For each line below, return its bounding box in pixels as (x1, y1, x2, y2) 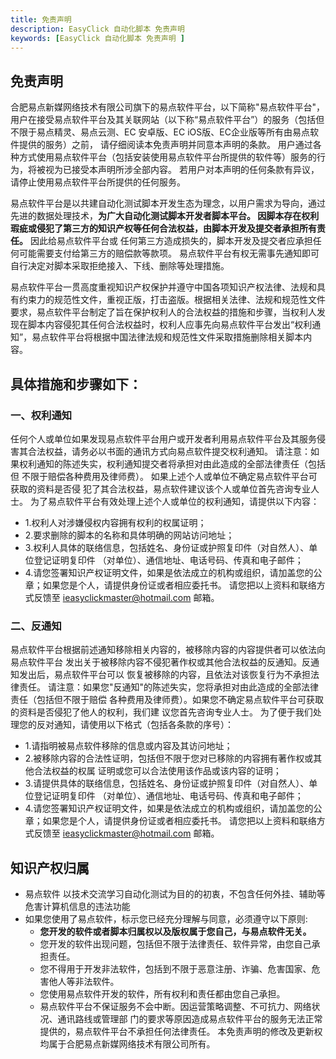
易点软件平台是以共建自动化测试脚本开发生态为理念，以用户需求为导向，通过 (10, 197, 326, 210)
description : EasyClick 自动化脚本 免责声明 (10, 24, 185, 34)
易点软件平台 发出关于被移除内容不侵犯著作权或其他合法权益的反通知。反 (10, 656, 311, 668)
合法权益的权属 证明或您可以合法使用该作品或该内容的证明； (33, 765, 282, 777)
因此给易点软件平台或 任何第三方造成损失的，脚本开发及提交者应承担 (29, 235, 313, 247)
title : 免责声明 (10, 14, 72, 25)
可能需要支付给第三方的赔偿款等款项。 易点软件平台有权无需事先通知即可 (18, 247, 320, 260)
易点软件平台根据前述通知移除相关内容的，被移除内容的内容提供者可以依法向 (10, 644, 326, 656)
